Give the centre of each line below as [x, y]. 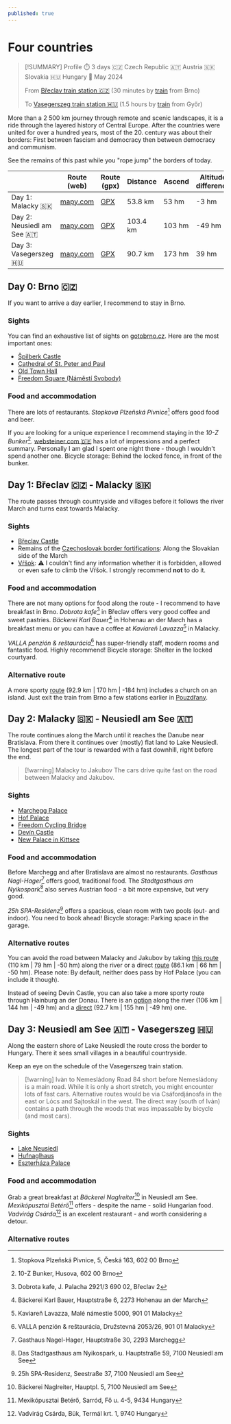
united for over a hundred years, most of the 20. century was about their [110, 132]
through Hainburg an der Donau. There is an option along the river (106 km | [115, 1001]
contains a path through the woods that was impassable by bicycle [119, 1109]
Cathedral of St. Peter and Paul [61, 363]
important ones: [30, 343]
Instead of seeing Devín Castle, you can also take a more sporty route [106, 993]
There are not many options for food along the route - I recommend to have [114, 603]
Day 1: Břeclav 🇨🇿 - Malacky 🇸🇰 [80, 485]
